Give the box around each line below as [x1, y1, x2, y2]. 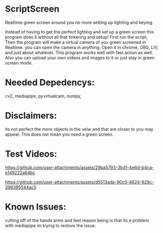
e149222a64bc [5, 169, 36, 176]
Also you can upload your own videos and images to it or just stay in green [5, 54, 155, 60]
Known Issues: [5, 201, 67, 212]
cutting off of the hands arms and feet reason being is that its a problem [5, 217, 149, 223]
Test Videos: [5, 148, 57, 159]
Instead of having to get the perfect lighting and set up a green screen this [5, 29, 154, 35]
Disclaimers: [5, 110, 57, 121]
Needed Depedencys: [5, 77, 95, 88]
